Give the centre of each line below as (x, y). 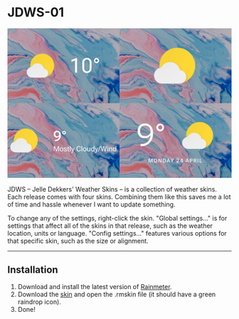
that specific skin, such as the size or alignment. (78, 241)
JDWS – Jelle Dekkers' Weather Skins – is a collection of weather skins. (112, 189)
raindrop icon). (39, 302)
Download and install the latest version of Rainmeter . (95, 287)
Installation (33, 270)
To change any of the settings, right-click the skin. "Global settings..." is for (117, 218)
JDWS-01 (36, 12)
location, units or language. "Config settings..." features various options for (117, 233)
